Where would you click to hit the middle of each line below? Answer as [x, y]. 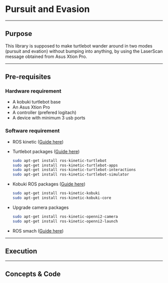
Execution [21, 251]
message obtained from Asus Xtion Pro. [46, 56]
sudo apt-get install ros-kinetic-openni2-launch [65, 221]
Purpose [19, 34]
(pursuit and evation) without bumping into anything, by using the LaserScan [84, 51]
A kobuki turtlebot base [36, 102]
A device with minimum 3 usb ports [49, 118]
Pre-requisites [28, 77]
